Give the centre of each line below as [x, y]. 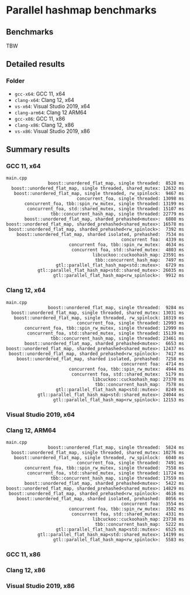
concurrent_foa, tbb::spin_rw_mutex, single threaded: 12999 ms [104, 328]
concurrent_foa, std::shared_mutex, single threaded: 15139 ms [106, 333]
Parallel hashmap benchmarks [81, 10]
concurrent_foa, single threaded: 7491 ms [130, 463]
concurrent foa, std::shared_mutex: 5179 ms [127, 374]
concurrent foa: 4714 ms [153, 364]
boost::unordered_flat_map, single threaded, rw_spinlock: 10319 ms [99, 318]
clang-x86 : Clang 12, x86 [44, 125]
